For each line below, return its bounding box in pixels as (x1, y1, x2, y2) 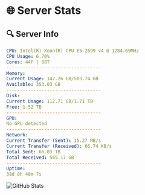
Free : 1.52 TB (6, 104, 42, 110)
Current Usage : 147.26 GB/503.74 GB (6, 76, 98, 82)
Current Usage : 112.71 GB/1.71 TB (6, 98, 94, 104)
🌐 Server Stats (6, 4, 82, 18)
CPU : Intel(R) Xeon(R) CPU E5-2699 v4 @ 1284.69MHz (6, 48, 139, 54)
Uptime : (6, 165, 26, 172)
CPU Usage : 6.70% (6, 53, 50, 59)
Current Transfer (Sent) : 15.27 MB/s (6, 138, 101, 144)
